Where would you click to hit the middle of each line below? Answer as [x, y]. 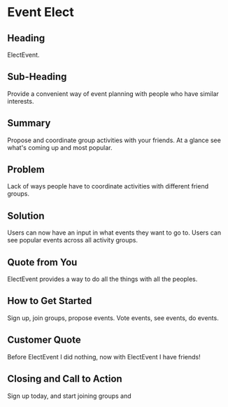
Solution [26, 215]
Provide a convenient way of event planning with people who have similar [113, 94]
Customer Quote [44, 340]
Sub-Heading [37, 77]
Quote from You [42, 262]
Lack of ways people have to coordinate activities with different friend [108, 186]
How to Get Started [50, 301]
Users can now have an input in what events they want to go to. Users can [114, 233]
